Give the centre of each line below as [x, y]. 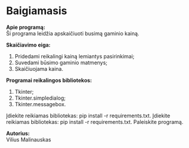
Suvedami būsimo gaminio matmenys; [61, 63]
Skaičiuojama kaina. [39, 68]
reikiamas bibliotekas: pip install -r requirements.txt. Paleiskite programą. [95, 121]
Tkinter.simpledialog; [40, 98]
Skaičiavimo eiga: [28, 45]
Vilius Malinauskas [29, 139]
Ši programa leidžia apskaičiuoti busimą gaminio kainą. [73, 33]
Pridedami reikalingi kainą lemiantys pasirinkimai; [74, 56]
